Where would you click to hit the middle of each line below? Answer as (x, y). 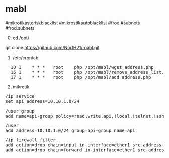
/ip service (20, 96)
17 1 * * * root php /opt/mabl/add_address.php (81, 77)
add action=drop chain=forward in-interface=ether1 (70, 150)
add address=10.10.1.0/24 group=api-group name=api (70, 130)
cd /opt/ (21, 38)
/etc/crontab (25, 57)
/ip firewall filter (31, 140)
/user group (20, 111)
